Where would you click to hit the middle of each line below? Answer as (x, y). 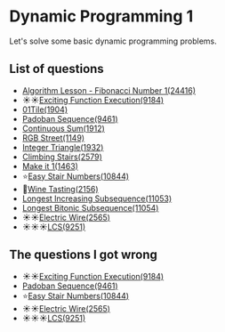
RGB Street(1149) (53, 138)
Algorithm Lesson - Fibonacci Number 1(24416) (109, 90)
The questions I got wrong (84, 255)
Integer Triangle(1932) (63, 147)
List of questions (56, 69)
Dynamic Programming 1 (101, 16)
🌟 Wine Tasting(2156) (60, 189)
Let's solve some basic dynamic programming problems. (113, 41)
